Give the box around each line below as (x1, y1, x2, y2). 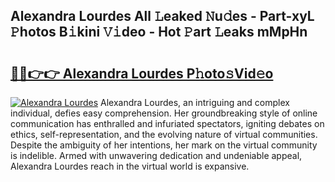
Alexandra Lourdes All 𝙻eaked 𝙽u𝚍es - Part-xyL (10, 8, 315, 25)
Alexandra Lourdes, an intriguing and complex (100, 97, 290, 108)
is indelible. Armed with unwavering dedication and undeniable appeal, (10, 150, 303, 161)
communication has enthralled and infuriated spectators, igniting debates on (10, 118, 325, 129)
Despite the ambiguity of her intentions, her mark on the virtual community (10, 139, 318, 151)
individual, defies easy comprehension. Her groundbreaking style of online (10, 107, 318, 119)
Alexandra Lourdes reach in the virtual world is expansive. (10, 160, 250, 172)
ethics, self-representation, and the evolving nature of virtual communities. (10, 129, 318, 140)
